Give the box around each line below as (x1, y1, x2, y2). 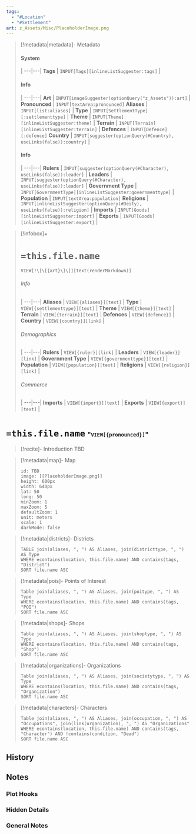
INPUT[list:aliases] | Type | (20, 106, 92, 114)
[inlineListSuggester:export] (20, 219, 95, 225)
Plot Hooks (6, 790, 38, 798)
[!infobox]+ (20, 230, 48, 237)
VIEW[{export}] (148, 401, 186, 406)
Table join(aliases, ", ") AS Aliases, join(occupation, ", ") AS (20, 716, 187, 722)
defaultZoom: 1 (20, 509, 58, 515)
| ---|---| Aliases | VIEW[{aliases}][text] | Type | (20, 298, 142, 305)
